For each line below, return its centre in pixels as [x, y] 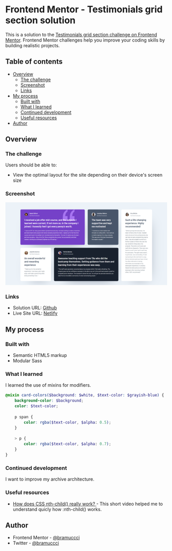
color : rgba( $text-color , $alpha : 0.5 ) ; [68, 422]
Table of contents [34, 62]
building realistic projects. [33, 45]
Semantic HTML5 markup [40, 355]
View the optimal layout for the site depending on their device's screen [88, 175]
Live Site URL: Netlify [35, 313]
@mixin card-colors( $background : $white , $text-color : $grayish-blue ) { [85, 395]
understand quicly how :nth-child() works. [57, 509]
